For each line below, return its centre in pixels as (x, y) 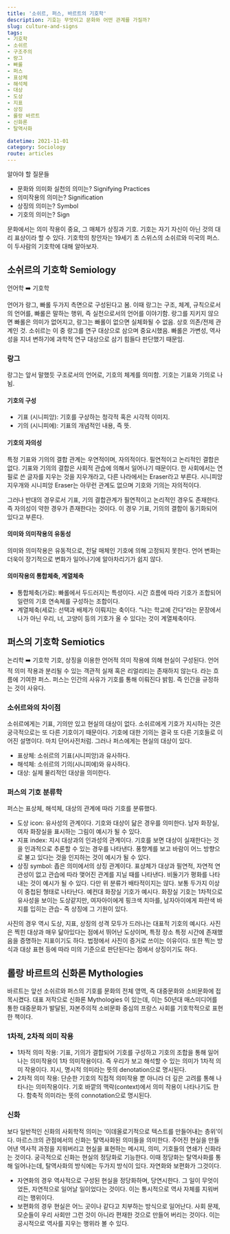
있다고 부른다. (26, 517)
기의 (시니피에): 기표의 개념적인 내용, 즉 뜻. (74, 426)
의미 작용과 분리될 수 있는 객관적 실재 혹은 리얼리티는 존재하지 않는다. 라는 (113, 670)
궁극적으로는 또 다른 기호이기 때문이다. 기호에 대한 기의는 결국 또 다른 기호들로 (112, 732)
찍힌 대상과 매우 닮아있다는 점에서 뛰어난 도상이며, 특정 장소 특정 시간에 (109, 932)
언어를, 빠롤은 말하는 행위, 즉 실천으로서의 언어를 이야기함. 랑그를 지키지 (110, 313)
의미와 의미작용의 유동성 (39, 534)
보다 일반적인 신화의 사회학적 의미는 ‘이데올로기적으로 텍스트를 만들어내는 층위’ (112, 1131)
